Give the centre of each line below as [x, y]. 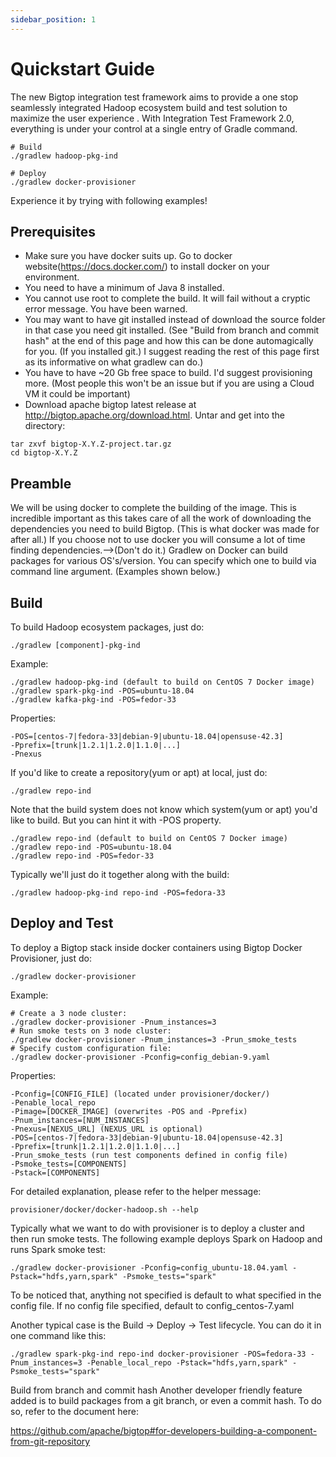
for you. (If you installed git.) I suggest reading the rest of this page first [172, 352]
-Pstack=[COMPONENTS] [55, 1172]
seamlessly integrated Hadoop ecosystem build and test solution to [149, 107]
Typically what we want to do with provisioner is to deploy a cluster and [157, 1228]
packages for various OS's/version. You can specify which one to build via [163, 561]
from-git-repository [50, 1441]
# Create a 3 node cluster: [69, 1013]
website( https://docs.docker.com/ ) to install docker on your [147, 267]
